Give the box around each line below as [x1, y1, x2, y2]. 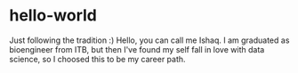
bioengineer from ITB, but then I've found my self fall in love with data [9, 44, 265, 54]
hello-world [9, 5, 98, 26]
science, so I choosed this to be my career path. [9, 53, 186, 64]
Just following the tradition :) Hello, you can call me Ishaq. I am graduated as [9, 35, 290, 45]
